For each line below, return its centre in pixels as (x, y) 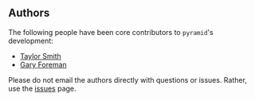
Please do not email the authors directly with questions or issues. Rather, (127, 80)
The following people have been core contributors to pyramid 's (111, 32)
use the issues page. (43, 88)
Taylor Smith (40, 56)
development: (31, 41)
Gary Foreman (43, 64)
